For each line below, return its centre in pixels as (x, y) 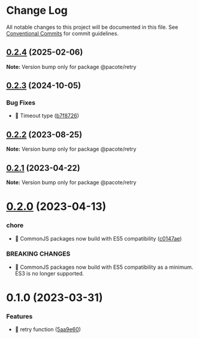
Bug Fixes (21, 103)
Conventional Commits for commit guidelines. (62, 33)
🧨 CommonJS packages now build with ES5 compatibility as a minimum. (104, 267)
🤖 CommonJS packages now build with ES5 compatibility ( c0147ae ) (98, 238)
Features (19, 316)
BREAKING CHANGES (38, 254)
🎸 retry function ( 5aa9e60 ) (48, 329)
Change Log (37, 10)
